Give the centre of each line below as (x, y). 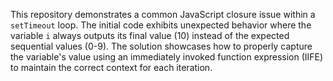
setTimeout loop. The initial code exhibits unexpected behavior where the (161, 25)
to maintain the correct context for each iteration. (111, 67)
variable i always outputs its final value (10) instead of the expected (150, 35)
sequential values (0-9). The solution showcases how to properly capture (161, 46)
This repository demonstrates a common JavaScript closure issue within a (163, 14)
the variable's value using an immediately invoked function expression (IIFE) (167, 57)
